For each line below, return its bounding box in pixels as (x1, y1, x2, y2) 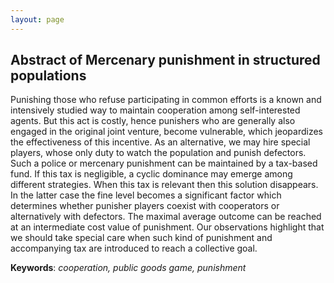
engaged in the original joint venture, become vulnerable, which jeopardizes (10, 126, 323, 138)
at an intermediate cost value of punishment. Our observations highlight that (10, 221, 325, 233)
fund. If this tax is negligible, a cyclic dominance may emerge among (10, 168, 293, 180)
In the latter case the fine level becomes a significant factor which (10, 189, 282, 201)
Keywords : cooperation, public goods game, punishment (10, 262, 247, 274)
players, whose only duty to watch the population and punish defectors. (10, 147, 307, 159)
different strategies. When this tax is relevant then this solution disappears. (10, 179, 319, 191)
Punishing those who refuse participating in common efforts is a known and (10, 94, 322, 106)
